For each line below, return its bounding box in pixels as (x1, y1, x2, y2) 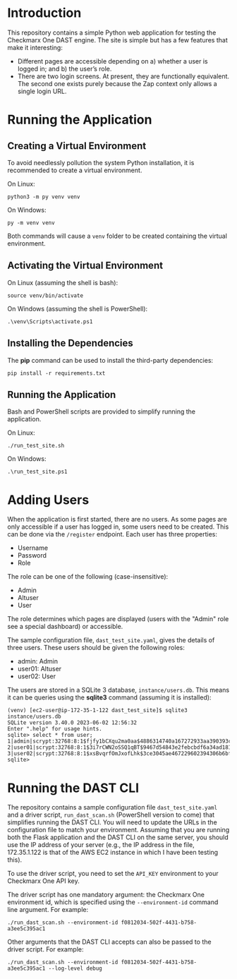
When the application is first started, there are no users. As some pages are (7, 515, 227, 524)
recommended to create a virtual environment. (7, 166, 142, 174)
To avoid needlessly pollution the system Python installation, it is (7, 158, 195, 167)
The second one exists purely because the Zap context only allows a (17, 79, 217, 88)
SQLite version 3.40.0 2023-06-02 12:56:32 (7, 719, 138, 726)
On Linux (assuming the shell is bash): (7, 278, 119, 287)
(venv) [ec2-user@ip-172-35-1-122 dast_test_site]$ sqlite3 (7, 707, 188, 714)
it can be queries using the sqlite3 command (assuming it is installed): (7, 693, 212, 702)
